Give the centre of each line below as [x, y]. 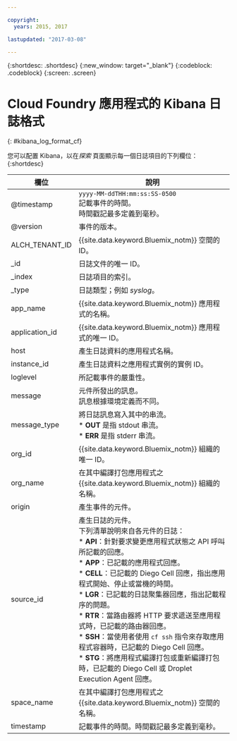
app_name [28, 309]
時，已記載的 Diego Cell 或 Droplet [135, 668]
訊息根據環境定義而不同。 [121, 401]
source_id [27, 599]
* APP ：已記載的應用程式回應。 [132, 563]
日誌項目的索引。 [107, 277]
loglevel [24, 377]
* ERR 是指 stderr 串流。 [119, 436]
